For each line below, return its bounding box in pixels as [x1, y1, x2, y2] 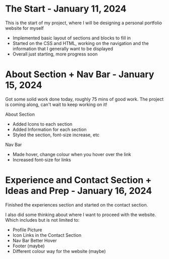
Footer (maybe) [12, 243, 45, 249]
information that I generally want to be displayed [12, 45, 114, 51]
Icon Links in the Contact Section [12, 232, 82, 238]
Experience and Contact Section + [5, 175, 152, 186]
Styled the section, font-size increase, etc [12, 132, 100, 138]
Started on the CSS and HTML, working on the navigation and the [12, 40, 149, 46]
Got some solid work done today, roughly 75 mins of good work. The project [5, 96, 164, 102]
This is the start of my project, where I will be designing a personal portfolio [5, 20, 162, 26]
